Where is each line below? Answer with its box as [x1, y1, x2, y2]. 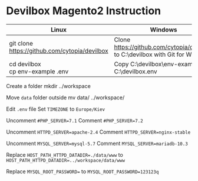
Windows [150, 25, 177, 34]
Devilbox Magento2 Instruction [6, 4, 161, 18]
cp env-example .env [9, 67, 69, 75]
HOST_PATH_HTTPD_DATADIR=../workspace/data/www [6, 157, 126, 163]
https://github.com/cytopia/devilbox [9, 46, 108, 54]
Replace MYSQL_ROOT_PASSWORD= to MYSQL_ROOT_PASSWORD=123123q [6, 167, 159, 175]
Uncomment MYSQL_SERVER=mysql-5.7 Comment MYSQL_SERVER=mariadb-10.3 [6, 140, 189, 147]
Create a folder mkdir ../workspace [6, 82, 91, 89]
